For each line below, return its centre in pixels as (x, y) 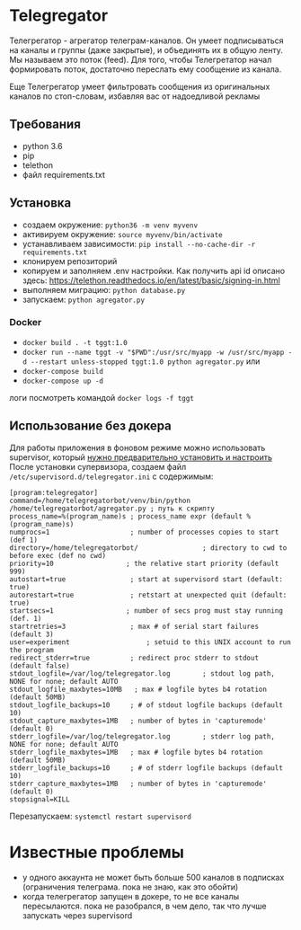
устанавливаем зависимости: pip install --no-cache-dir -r (139, 244)
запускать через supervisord (77, 915)
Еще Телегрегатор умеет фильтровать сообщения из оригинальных (140, 86)
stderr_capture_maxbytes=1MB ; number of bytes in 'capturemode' (138, 784)
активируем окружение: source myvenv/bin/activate (122, 234)
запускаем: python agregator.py (84, 299)
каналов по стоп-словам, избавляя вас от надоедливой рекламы (135, 96)
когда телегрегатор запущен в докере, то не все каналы (131, 896)
